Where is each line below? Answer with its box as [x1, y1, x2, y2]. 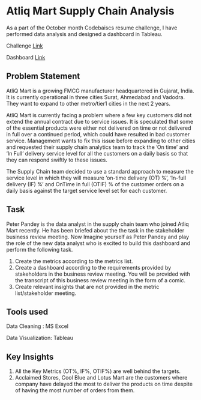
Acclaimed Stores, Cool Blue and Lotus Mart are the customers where [14, 374, 188, 381]
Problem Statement [6, 71, 80, 82]
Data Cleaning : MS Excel [6, 323, 69, 330]
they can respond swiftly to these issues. [6, 156, 108, 163]
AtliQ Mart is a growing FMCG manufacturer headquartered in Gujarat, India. [6, 87, 194, 94]
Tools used [6, 306, 49, 317]
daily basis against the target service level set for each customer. [6, 187, 167, 194]
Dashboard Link [6, 53, 46, 61]
